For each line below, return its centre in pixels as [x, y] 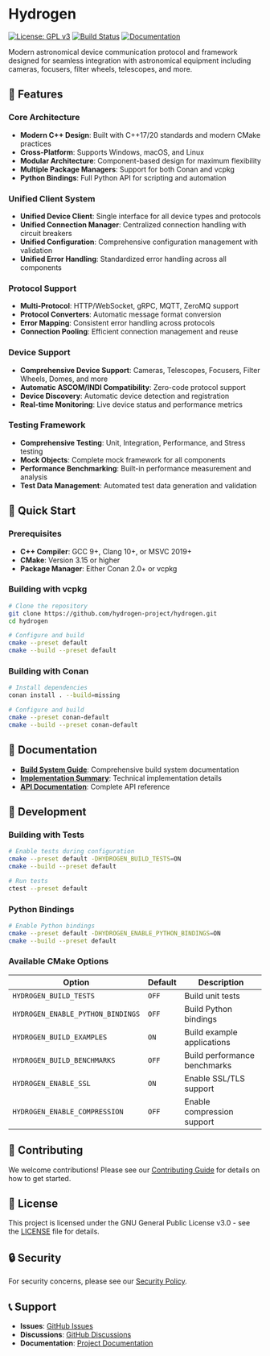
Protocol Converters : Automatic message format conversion [121, 314]
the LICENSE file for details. [54, 1232]
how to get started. [40, 1178]
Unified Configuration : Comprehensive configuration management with [139, 242]
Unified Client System [52, 198]
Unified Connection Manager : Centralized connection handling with [133, 224]
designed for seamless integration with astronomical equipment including [130, 60]
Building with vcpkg [48, 589]
